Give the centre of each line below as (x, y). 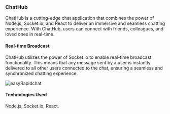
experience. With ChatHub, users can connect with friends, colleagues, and (84, 29)
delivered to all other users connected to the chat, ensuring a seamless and (84, 68)
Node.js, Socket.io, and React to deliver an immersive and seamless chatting (85, 23)
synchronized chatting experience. (42, 73)
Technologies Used (26, 95)
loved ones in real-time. (30, 34)
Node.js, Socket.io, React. (32, 106)
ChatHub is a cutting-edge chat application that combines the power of (80, 18)
